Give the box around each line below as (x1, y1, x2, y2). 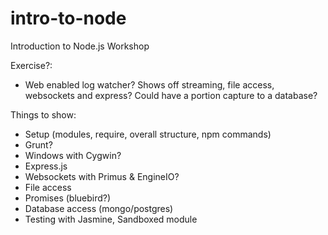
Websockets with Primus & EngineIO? (24, 170, 180, 182)
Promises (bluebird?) (24, 192, 112, 204)
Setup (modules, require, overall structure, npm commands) (24, 128, 272, 140)
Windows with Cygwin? (24, 149, 122, 161)
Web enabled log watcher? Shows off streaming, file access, (24, 78, 275, 91)
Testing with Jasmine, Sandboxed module (24, 213, 198, 225)
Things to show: (10, 108, 77, 121)
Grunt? (24, 138, 53, 151)
